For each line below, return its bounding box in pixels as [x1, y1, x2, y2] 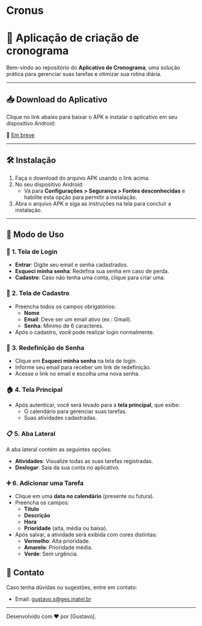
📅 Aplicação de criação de [6, 31, 139, 45]
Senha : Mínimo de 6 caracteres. [23, 322, 104, 329]
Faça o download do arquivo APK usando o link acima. [14, 174, 150, 182]
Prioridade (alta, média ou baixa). [23, 524, 108, 531]
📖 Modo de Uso [6, 230, 64, 240]
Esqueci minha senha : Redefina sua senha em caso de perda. [14, 268, 170, 275]
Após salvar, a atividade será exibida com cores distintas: [14, 531, 158, 538]
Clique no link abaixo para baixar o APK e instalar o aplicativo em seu [6, 113, 178, 121]
